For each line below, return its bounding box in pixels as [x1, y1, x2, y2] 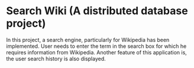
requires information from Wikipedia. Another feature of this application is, [6, 48, 187, 56]
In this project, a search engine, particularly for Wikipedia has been [6, 36, 170, 43]
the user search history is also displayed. [6, 55, 106, 62]
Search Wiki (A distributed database [6, 4, 188, 18]
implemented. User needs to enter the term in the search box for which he [6, 43, 187, 50]
